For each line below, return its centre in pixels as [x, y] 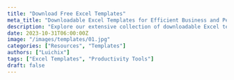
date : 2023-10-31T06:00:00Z [48, 33]
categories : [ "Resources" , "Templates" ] [67, 46]
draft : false [26, 65]
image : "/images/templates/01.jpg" [59, 40]
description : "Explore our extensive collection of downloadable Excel [113, 26]
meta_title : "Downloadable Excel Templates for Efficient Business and [113, 20]
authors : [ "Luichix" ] [39, 53]
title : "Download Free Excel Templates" [67, 14]
